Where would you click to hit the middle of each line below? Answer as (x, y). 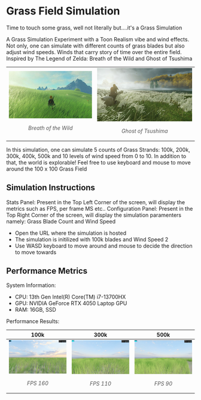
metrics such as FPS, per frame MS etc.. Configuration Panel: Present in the (100, 208)
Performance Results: (33, 321)
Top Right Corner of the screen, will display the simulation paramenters (94, 215)
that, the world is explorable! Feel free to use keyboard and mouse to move (99, 162)
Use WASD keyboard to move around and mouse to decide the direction (103, 246)
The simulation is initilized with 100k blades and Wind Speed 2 (92, 239)
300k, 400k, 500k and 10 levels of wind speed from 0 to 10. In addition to (96, 156)
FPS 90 (163, 383)
